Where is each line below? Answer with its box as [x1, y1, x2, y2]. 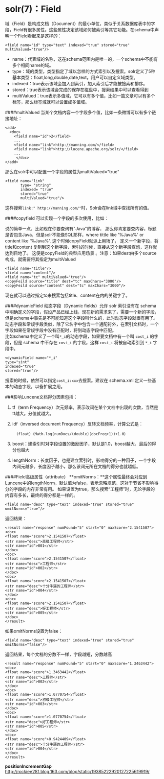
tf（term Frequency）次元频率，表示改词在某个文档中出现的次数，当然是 [12, 404, 159, 410]
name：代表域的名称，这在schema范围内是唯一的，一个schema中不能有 [12, 56, 158, 62]
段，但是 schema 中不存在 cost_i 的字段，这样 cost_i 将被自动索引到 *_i [5, 339, 152, 345]
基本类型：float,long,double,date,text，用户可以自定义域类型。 [12, 74, 138, 80]
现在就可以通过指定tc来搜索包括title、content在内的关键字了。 [5, 292, 130, 298]
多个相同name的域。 [12, 62, 54, 68]
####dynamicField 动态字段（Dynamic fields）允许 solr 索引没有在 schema [5, 303, 157, 308]
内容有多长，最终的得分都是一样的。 [5, 492, 78, 498]
